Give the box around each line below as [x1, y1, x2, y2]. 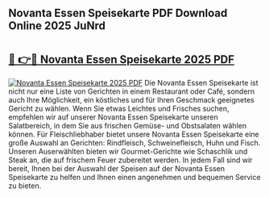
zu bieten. [8, 181, 42, 191]
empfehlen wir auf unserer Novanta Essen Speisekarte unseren [8, 112, 219, 122]
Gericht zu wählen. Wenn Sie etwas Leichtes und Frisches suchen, [8, 104, 230, 113]
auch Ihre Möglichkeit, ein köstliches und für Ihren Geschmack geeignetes [8, 95, 255, 104]
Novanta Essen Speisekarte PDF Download [8, 6, 228, 20]
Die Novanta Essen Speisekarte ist [144, 78, 259, 87]
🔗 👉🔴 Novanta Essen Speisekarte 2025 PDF [8, 52, 235, 66]
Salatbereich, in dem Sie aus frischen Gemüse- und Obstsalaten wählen [8, 121, 247, 130]
